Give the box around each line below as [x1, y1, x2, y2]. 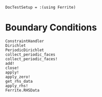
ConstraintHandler [5, 38, 44, 43]
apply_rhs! [5, 83, 28, 88]
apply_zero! [5, 74, 30, 79]
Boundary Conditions [5, 22, 97, 33]
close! [5, 65, 19, 70]
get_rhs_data [5, 79, 33, 84]
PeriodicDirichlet [5, 47, 44, 53]
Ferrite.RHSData [5, 87, 40, 93]
